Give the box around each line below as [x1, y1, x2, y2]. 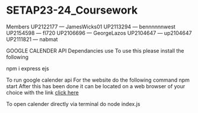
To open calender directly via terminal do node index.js [6, 100, 140, 107]
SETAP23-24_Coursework [6, 4, 138, 17]
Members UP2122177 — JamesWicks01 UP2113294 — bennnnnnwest [6, 23, 176, 30]
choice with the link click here [6, 89, 79, 96]
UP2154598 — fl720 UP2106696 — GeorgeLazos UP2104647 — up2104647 [6, 29, 192, 36]
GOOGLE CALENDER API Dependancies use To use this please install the [6, 47, 184, 54]
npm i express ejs [6, 64, 49, 72]
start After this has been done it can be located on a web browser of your [6, 82, 186, 89]
